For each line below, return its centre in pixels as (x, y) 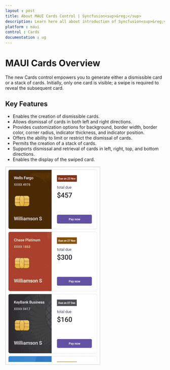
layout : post (20, 11)
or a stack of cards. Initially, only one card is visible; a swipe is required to (82, 82)
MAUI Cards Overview (53, 63)
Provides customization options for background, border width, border (85, 127)
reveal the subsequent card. (35, 88)
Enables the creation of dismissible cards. (56, 116)
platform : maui (22, 27)
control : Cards (22, 32)
